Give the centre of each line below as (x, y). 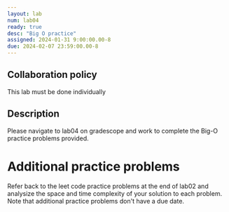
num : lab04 (23, 20)
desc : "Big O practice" (42, 33)
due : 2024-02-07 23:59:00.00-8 (53, 46)
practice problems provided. (48, 138)
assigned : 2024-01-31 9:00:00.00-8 (59, 40)
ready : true (25, 27)
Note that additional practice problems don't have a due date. (96, 201)
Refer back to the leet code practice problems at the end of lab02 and (108, 186)
